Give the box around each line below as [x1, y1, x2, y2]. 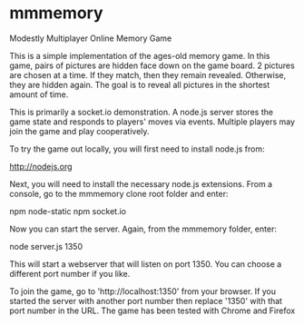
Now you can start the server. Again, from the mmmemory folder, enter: [9, 223, 277, 234]
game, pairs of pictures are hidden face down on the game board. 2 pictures [9, 60, 295, 71]
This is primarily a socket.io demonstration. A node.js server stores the [9, 106, 274, 117]
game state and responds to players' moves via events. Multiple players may [9, 116, 296, 127]
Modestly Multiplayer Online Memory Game [9, 33, 172, 44]
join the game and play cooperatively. [9, 125, 150, 136]
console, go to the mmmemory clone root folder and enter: [9, 188, 229, 199]
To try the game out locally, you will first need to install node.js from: [9, 143, 265, 154]
